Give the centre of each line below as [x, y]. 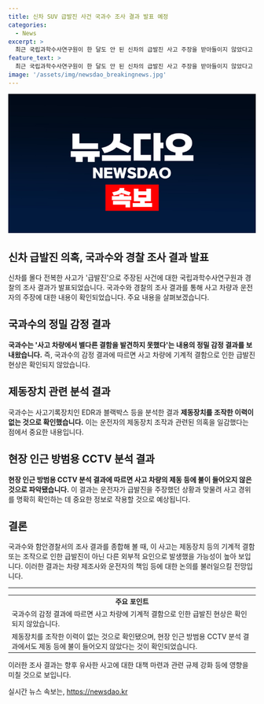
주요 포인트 [132, 602]
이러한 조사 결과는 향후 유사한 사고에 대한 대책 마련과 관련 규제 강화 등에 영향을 [128, 665]
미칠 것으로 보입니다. [40, 675]
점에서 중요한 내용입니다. [46, 432]
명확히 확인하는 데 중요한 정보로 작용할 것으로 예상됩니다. [103, 499]
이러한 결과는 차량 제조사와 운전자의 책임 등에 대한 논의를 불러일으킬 [128, 566]
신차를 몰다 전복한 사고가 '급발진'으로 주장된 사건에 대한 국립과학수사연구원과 [126, 278]
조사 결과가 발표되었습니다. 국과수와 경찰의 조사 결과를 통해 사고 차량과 [130, 288]
